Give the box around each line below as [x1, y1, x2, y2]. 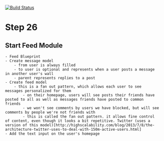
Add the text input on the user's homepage [9, 131, 100, 136]
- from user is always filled [14, 63, 76, 68]
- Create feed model [5, 80, 48, 85]
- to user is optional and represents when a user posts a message [14, 67, 155, 72]
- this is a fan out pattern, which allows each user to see [14, 84, 141, 89]
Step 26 [5, 22, 38, 33]
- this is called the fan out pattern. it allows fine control [23, 114, 155, 119]
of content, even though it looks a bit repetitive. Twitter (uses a [5, 118, 151, 123]
